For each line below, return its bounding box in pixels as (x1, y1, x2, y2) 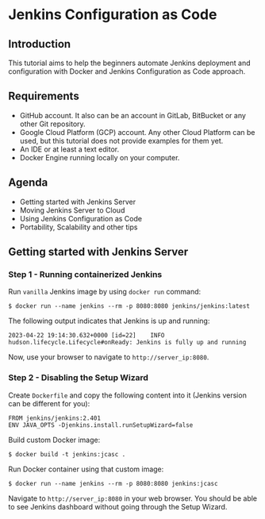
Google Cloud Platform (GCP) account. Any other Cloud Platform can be (19, 127, 255, 136)
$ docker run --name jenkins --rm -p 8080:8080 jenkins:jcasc (8, 479, 218, 487)
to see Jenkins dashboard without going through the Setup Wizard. (8, 502, 228, 511)
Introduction (8, 37, 71, 51)
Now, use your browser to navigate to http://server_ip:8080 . (8, 352, 209, 362)
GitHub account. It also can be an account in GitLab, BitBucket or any (19, 110, 246, 120)
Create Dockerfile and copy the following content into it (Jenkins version (8, 390, 248, 400)
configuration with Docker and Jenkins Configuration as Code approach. (8, 67, 246, 76)
